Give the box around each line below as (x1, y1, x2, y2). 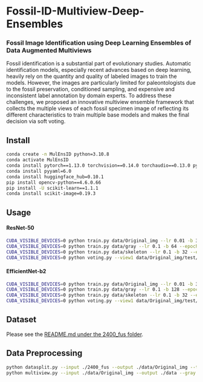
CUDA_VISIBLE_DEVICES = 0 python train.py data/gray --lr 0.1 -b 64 (6, 243, 177, 249)
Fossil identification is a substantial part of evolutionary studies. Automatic (6, 60, 192, 67)
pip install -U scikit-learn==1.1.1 (6, 185, 98, 191)
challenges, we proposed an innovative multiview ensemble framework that (6, 99, 195, 106)
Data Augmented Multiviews (6, 47, 92, 55)
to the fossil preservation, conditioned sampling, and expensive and (6, 86, 175, 93)
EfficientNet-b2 (6, 267, 47, 274)
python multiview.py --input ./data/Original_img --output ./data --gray (6, 370, 196, 376)
